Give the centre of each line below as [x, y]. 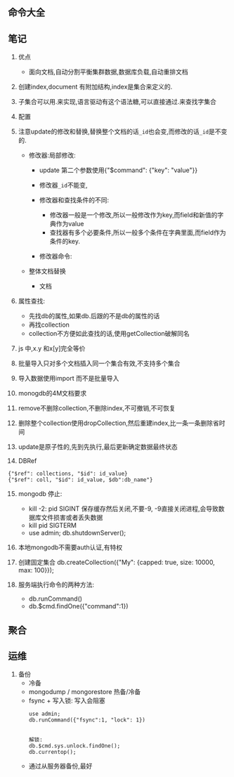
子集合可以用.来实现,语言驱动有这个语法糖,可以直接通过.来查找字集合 [117, 102]
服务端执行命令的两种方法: [56, 585]
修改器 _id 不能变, [63, 185]
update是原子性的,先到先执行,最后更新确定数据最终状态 [98, 447]
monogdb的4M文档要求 [52, 393]
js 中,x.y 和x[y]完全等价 [52, 348]
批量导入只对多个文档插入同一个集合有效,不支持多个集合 [99, 363]
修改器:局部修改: [52, 155]
